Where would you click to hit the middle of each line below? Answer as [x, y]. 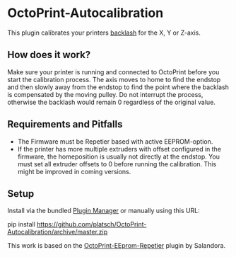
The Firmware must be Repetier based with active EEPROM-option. [115, 141]
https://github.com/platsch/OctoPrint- [92, 224]
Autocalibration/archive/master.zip [58, 232]
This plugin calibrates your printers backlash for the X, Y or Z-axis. [104, 33]
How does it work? [49, 55]
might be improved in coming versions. [74, 171]
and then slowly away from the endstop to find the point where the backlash [118, 87]
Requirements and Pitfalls [65, 124]
